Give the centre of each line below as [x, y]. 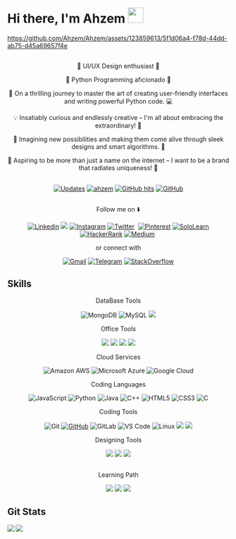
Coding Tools [118, 411]
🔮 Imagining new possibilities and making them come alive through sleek [118, 139]
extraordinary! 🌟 [118, 126]
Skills [19, 283]
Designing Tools [118, 440]
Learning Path [118, 475]
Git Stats [27, 511]
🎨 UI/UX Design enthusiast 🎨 [118, 66]
